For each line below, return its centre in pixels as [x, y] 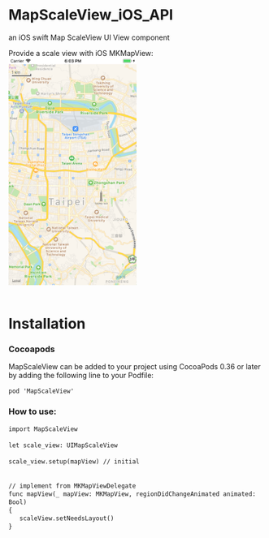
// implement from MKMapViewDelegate [72, 486]
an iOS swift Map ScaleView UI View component [89, 37]
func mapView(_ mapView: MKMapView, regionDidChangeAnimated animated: [132, 494]
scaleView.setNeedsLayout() [67, 519]
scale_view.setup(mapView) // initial [74, 462]
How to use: [33, 411]
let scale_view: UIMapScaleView [63, 445]
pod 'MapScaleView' [41, 391]
